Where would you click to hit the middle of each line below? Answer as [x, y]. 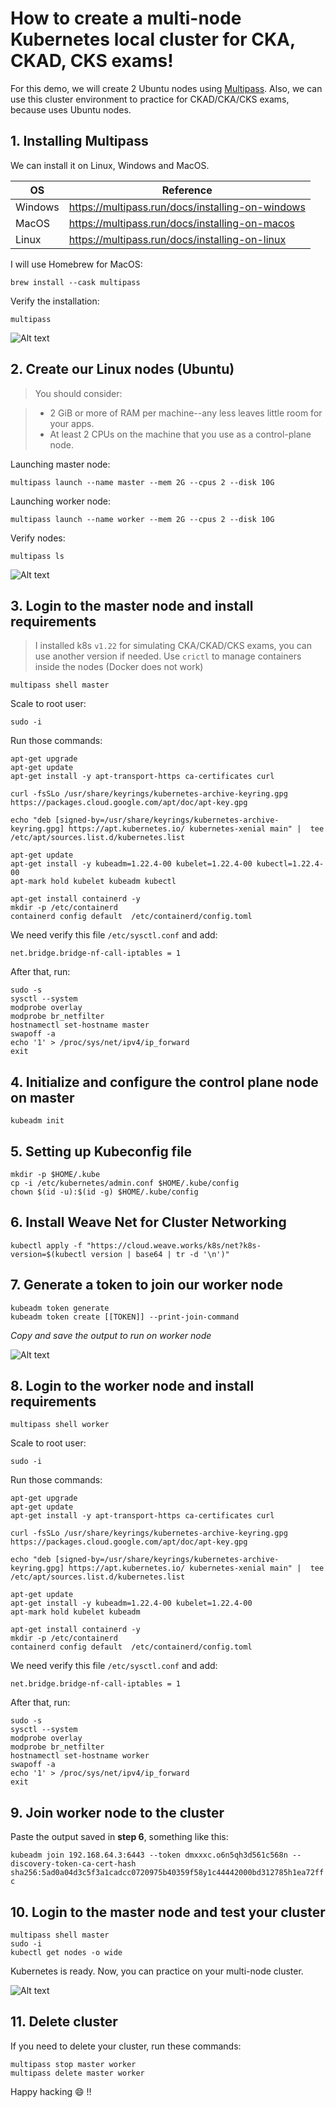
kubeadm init [37, 1121]
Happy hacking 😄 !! [51, 2091]
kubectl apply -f [46, 1245]
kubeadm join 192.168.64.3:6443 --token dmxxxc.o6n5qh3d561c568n [149, 1855]
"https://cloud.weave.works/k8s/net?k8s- [174, 1245]
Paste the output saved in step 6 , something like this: [119, 1837]
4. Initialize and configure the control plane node [164, 1082]
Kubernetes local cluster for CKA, [153, 39]
